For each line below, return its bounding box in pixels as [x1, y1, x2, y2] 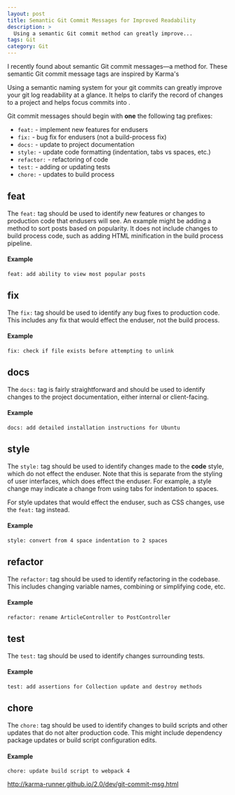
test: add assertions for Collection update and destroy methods [7, 683, 202, 690]
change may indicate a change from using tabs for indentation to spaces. [7, 484, 219, 492]
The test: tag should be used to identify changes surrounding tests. [7, 651, 205, 660]
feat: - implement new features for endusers [17, 126, 149, 133]
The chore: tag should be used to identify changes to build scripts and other [7, 721, 228, 729]
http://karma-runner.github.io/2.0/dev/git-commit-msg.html [7, 780, 179, 789]
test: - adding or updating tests [17, 163, 111, 171]
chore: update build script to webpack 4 [7, 768, 130, 775]
